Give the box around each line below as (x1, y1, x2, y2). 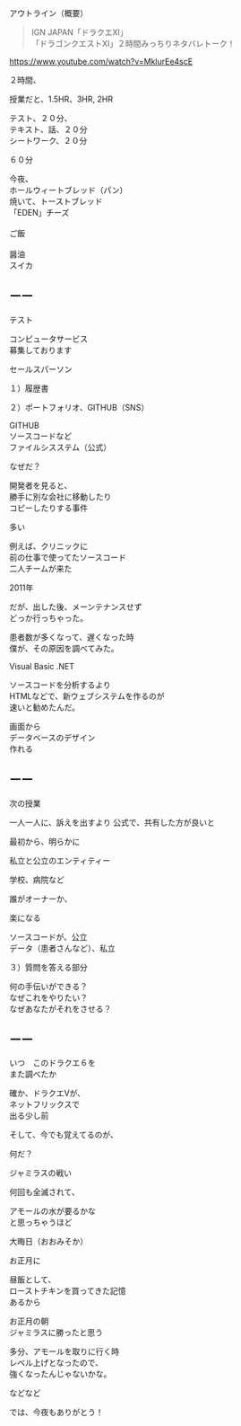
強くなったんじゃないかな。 (9, 1368, 112, 1379)
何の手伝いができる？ (9, 980, 88, 991)
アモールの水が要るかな (9, 1206, 96, 1217)
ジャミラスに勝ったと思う (9, 1327, 104, 1338)
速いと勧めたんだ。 (9, 702, 81, 713)
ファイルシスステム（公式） (9, 441, 112, 452)
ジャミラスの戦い (9, 1167, 73, 1179)
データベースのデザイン (9, 731, 96, 743)
